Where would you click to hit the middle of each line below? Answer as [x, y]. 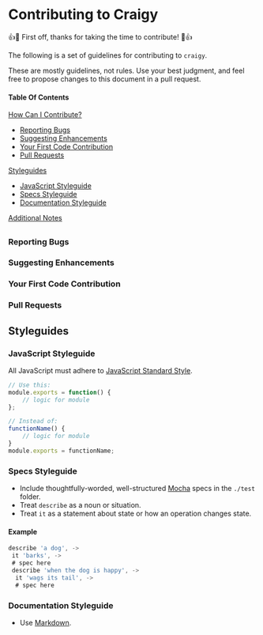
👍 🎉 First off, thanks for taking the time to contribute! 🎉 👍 [100, 36]
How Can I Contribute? [45, 115]
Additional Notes [35, 218]
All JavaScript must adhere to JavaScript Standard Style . [101, 370]
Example [23, 531]
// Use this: [30, 385]
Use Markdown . [45, 622]
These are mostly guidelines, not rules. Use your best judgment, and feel [126, 70]
